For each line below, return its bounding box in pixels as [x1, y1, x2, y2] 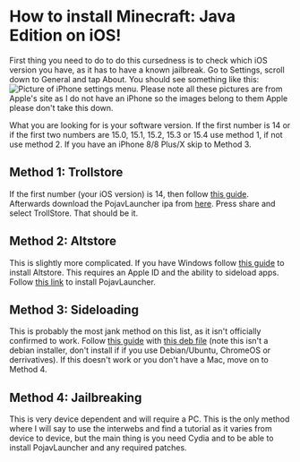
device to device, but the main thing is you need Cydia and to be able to [9, 432, 275, 444]
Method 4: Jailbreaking [9, 389, 142, 405]
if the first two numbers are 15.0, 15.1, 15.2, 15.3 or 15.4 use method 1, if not [9, 129, 284, 140]
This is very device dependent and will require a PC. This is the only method [9, 414, 290, 424]
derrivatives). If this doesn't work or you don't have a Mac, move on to [9, 355, 269, 365]
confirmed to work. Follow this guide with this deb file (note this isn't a [9, 336, 269, 346]
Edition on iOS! [9, 25, 122, 46]
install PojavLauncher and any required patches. [9, 442, 187, 453]
